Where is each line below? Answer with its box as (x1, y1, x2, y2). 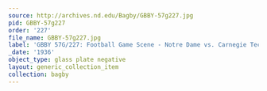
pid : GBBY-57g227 (8, 19, 66, 27)
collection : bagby (8, 70, 69, 78)
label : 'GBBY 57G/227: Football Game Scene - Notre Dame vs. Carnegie (8, 41, 247, 49)
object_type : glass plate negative (8, 56, 126, 64)
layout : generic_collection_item (8, 63, 119, 71)
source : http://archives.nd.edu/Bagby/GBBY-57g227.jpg (8, 11, 194, 20)
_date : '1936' (8, 48, 56, 56)
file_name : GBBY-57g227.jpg (8, 33, 102, 42)
